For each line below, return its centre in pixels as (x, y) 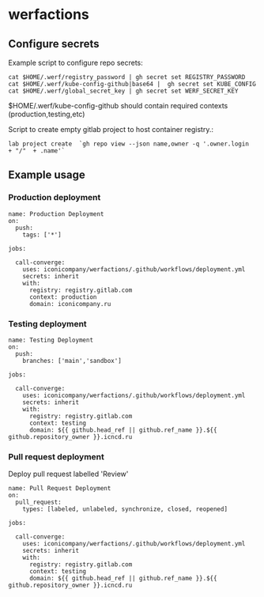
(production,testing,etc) (47, 114)
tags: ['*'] (42, 235)
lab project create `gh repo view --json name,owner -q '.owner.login (128, 144)
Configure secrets (54, 44)
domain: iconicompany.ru (70, 304)
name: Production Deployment (56, 214)
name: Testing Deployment (51, 340)
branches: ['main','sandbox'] (72, 361)
